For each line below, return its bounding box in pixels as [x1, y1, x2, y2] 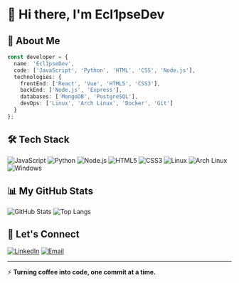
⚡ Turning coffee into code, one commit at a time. [7, 268, 156, 277]
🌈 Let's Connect [7, 228, 80, 240]
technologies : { [14, 73, 62, 80]
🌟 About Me [7, 35, 60, 47]
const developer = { [7, 53, 69, 60]
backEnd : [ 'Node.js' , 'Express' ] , [20, 87, 122, 94]
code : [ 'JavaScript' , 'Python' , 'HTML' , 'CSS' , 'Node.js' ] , [14, 67, 196, 74]
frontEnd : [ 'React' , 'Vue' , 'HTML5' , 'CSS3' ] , [20, 80, 161, 87]
